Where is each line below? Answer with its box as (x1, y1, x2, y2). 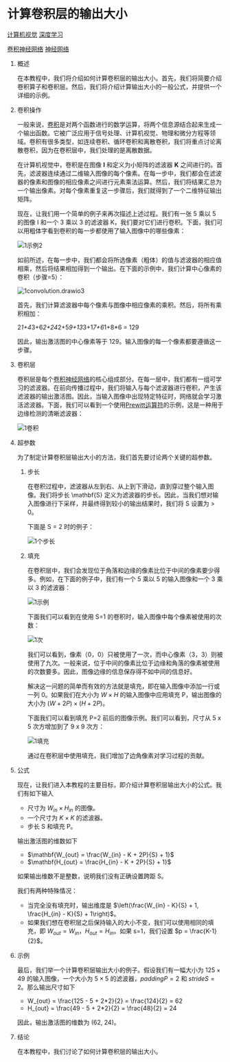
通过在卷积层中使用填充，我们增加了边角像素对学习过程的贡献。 (27, 751, 208, 759)
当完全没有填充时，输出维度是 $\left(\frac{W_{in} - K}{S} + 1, (27, 901, 199, 909)
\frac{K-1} (189, 927, 218, 935)
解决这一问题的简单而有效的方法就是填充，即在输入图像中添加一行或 (27, 682, 220, 690)
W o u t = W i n (47, 927, 80, 936)
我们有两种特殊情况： (16, 886, 78, 895)
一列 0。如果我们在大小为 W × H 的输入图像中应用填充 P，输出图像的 (27, 690, 222, 698)
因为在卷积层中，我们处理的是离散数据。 (41, 145, 156, 154)
